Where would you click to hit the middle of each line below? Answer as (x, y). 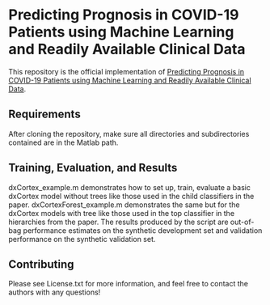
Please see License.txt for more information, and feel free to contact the (129, 284)
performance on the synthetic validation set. (82, 239)
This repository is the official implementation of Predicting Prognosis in (127, 71)
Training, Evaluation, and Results (93, 168)
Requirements (44, 114)
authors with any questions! (55, 292)
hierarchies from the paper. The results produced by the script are (118, 222)
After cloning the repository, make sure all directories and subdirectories (129, 133)
